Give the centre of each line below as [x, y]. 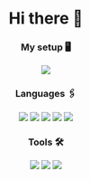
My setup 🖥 [46, 47]
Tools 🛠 [46, 142]
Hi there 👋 [46, 19]
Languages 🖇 [46, 94]
